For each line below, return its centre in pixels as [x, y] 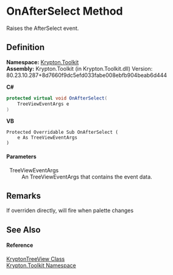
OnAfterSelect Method [65, 11]
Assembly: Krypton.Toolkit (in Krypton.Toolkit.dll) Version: [79, 68]
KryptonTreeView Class [36, 258]
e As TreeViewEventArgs [48, 138]
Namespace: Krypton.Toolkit [43, 62]
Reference [20, 245]
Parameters [21, 156]
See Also [23, 229]
